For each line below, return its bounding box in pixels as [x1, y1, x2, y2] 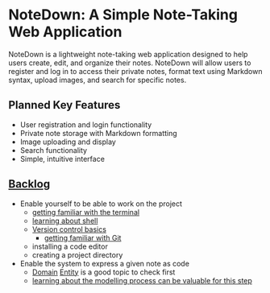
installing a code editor [31, 241, 109, 251]
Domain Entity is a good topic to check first [31, 267, 176, 277]
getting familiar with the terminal [31, 207, 139, 217]
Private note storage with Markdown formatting [19, 128, 177, 138]
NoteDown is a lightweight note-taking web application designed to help [8, 49, 248, 59]
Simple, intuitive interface [19, 154, 105, 163]
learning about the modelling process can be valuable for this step [31, 275, 252, 285]
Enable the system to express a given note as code [19, 258, 189, 268]
